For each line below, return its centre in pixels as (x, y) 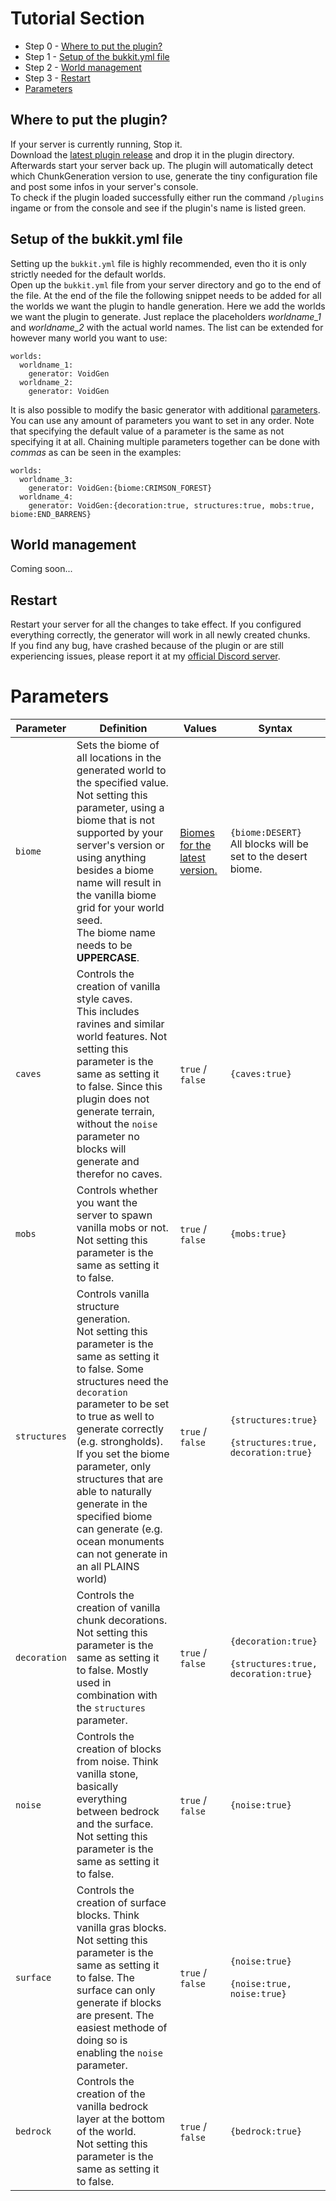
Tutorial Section (77, 18)
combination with (117, 1695)
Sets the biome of (118, 745)
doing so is (102, 2040)
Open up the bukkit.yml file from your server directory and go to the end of (166, 284)
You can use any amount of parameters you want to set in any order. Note (162, 420)
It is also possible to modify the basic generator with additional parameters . (165, 409)
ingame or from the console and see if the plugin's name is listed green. (158, 208)
